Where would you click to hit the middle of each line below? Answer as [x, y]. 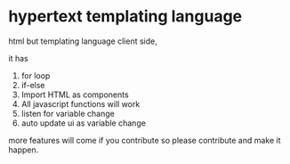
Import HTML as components [75, 94]
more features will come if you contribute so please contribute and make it [145, 140]
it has [18, 58]
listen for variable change [68, 113]
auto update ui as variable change [83, 123]
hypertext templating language [125, 16]
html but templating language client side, [83, 41]
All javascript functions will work [81, 103]
